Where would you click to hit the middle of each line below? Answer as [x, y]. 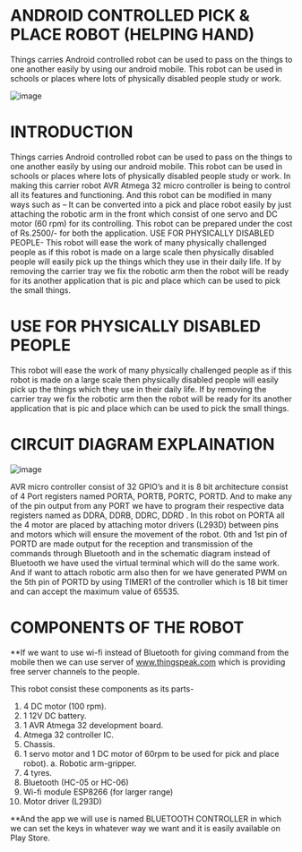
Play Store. [30, 838]
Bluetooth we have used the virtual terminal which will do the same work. [145, 563]
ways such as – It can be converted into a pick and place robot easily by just [151, 204]
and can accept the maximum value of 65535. [95, 591]
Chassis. [39, 744]
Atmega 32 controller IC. [69, 735]
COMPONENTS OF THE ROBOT [127, 627]
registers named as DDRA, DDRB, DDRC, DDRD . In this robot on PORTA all [147, 515]
